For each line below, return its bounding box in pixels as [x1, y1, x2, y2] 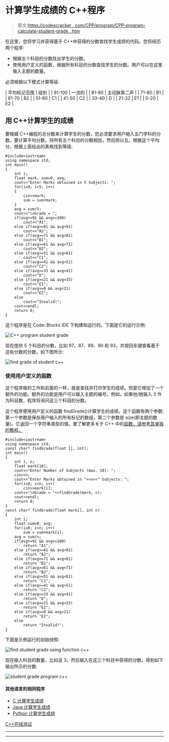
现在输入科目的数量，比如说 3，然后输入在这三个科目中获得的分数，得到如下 [5, 657, 163, 663]
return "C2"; [23, 588, 51, 593]
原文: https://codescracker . [17, 22, 74, 28]
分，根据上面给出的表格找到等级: [5, 143, 73, 149]
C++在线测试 [5, 721, 32, 727]
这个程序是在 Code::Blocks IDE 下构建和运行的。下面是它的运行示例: [5, 322, 146, 328]
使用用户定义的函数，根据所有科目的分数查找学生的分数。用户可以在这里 [12, 62, 162, 68]
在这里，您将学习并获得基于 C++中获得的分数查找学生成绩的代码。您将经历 [5, 38, 161, 44]
